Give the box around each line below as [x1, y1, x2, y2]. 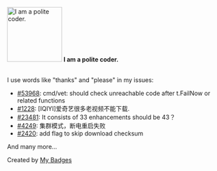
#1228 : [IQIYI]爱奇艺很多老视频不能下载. [16, 105, 130, 112]
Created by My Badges [7, 156, 72, 163]
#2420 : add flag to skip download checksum [16, 129, 144, 137]
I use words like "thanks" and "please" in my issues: [7, 76, 154, 84]
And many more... [7, 143, 58, 150]
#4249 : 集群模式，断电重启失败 [16, 122, 106, 129]
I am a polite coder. [63, 55, 118, 64]
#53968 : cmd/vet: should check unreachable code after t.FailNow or [16, 89, 211, 97]
